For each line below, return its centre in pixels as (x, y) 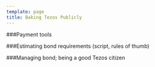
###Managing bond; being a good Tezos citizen (66, 57)
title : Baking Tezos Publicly (44, 17)
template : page (25, 12)
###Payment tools (29, 34)
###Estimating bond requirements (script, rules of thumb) (78, 46)
